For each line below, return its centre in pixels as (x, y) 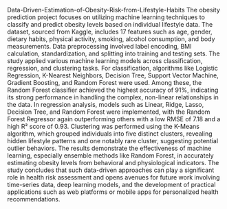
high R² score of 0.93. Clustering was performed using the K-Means (103, 126)
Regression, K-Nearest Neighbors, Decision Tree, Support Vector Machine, (113, 75)
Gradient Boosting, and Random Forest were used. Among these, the (105, 83)
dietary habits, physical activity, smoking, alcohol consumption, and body (111, 39)
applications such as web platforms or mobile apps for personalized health (113, 192)
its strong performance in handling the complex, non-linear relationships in (113, 97)
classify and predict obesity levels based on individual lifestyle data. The (110, 24)
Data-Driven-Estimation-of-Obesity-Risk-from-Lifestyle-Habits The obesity (113, 10)
